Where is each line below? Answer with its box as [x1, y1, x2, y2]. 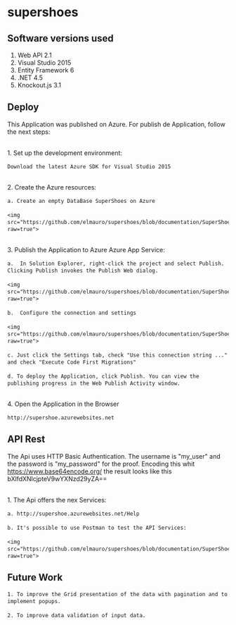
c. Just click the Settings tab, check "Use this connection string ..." [7, 352, 228, 359]
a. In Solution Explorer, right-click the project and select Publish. [7, 260, 225, 267]
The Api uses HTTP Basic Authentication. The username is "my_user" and [7, 452, 221, 460]
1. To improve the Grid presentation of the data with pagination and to [7, 591, 228, 598]
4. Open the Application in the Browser [7, 400, 119, 408]
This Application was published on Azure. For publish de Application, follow [7, 120, 226, 128]
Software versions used [7, 32, 114, 44]
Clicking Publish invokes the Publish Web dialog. [7, 267, 159, 274]
